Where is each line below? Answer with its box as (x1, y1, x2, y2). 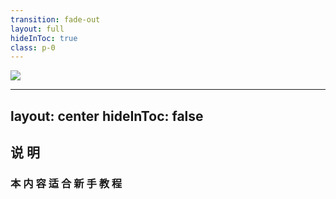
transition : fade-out (10, 14, 101, 25)
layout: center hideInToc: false (10, 107, 204, 125)
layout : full (10, 24, 65, 34)
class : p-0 (10, 42, 56, 53)
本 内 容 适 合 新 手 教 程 (10, 176, 123, 190)
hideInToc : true (10, 33, 78, 43)
